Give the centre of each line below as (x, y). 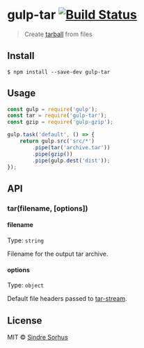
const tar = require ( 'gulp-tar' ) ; (57, 116)
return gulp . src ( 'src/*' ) (57, 141)
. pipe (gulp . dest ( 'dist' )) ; (71, 160)
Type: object (25, 285)
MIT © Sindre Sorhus (38, 337)
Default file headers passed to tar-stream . (67, 299)
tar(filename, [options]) (48, 208)
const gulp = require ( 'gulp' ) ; (53, 109)
